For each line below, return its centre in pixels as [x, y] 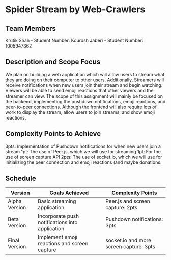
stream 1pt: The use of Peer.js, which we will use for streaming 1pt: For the [83, 151]
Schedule [21, 179]
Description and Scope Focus [53, 62]
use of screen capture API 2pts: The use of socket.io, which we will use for [84, 157]
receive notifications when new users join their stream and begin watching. [84, 85]
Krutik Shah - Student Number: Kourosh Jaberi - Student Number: [74, 40]
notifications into [58, 222]
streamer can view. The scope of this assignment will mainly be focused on [84, 96]
